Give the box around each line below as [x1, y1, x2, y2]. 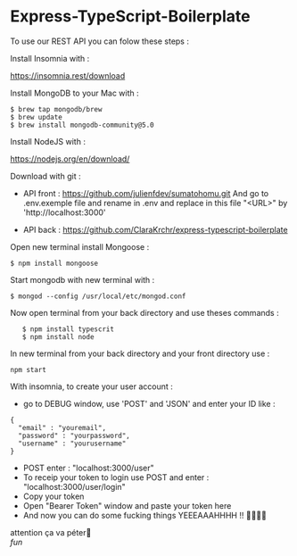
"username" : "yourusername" [18, 439, 127, 448]
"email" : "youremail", [18, 423, 106, 432]
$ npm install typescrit [21, 324, 115, 334]
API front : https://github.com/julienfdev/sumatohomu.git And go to [22, 187, 269, 198]
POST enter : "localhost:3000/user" [22, 462, 154, 473]
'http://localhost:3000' [22, 207, 106, 218]
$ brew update [10, 112, 63, 121]
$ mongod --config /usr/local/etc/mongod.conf [10, 292, 186, 301]
